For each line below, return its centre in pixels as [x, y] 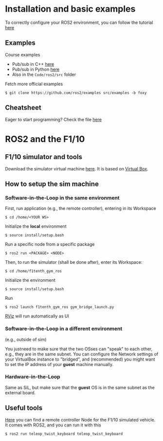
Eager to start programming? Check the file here [54, 119]
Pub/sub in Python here [36, 69]
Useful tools [24, 408]
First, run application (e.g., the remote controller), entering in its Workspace [81, 208]
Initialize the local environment [36, 226]
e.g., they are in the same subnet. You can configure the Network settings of [82, 354]
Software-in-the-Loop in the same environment [63, 198]
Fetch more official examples [34, 84]
